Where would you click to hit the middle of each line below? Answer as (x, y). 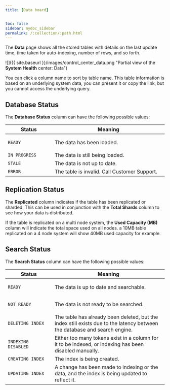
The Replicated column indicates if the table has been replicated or (75, 202)
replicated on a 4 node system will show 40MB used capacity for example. (83, 233)
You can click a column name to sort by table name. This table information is (85, 78)
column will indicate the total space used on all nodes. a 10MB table (76, 228)
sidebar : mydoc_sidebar (30, 28)
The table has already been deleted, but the (107, 317)
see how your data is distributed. (39, 213)
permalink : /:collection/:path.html (44, 33)
